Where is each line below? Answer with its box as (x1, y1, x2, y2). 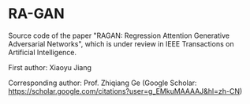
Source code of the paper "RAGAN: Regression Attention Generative (8, 31, 230, 40)
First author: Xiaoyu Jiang (8, 62, 92, 72)
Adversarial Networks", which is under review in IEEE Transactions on (8, 39, 234, 48)
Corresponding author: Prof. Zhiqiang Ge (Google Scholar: (8, 78, 197, 87)
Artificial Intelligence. (8, 47, 77, 57)
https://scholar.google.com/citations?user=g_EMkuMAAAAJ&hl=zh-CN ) (8, 86, 243, 95)
